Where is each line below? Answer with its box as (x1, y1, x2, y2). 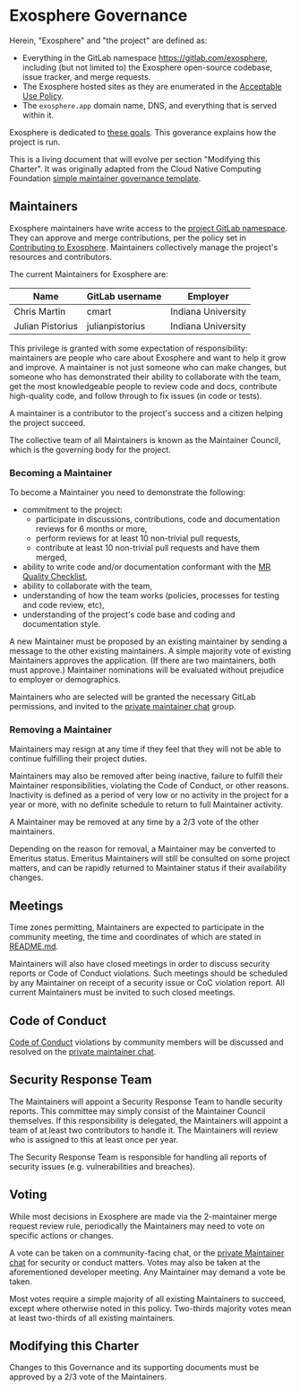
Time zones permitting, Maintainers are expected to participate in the (9, 922, 265, 933)
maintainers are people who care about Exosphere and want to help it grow (9, 352, 287, 363)
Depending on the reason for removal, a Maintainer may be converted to (9, 844, 276, 855)
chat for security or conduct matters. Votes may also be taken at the (9, 1256, 261, 1267)
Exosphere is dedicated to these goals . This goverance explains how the (9, 126, 277, 137)
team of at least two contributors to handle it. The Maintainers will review (9, 1125, 279, 1135)
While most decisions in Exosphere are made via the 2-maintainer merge (9, 1211, 278, 1221)
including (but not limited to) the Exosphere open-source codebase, (21, 62, 273, 73)
